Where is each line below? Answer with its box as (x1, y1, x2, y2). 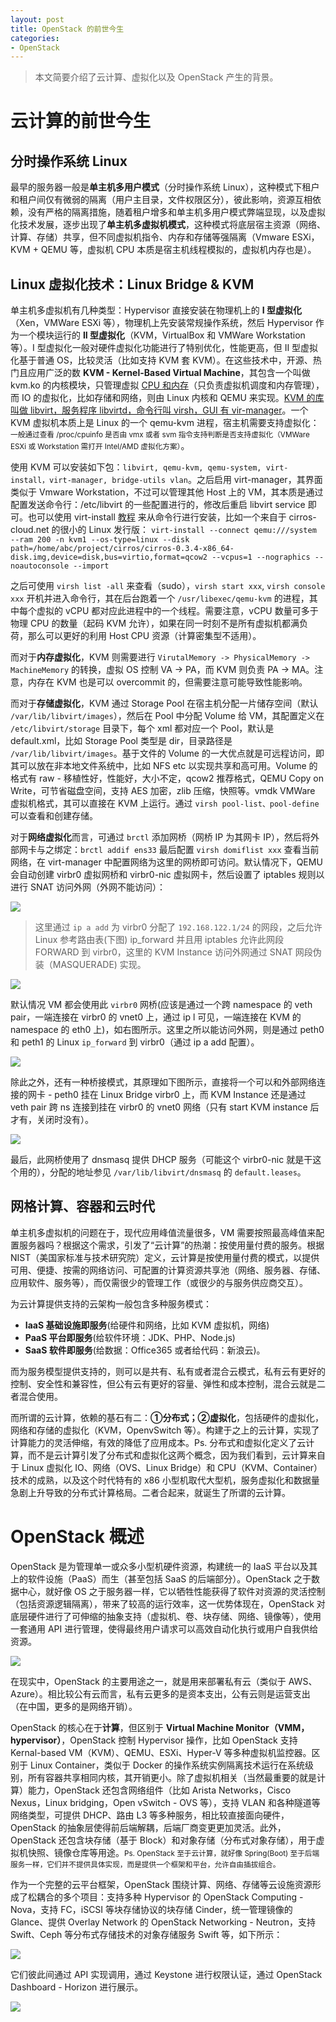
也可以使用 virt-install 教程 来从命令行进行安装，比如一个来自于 (27, 511, 287, 523)
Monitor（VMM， (235, 1721, 310, 1733)
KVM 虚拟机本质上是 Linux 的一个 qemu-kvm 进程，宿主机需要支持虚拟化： (10, 417, 320, 429)
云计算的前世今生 (10, 110, 152, 133)
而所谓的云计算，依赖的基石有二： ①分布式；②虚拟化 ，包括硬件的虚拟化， (10, 1411, 324, 1423)
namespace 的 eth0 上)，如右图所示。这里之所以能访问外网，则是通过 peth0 (10, 1024, 325, 1036)
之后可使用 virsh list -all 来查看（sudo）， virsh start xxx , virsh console (10, 580, 326, 592)
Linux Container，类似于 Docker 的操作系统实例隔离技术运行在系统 (29, 1759, 306, 1771)
